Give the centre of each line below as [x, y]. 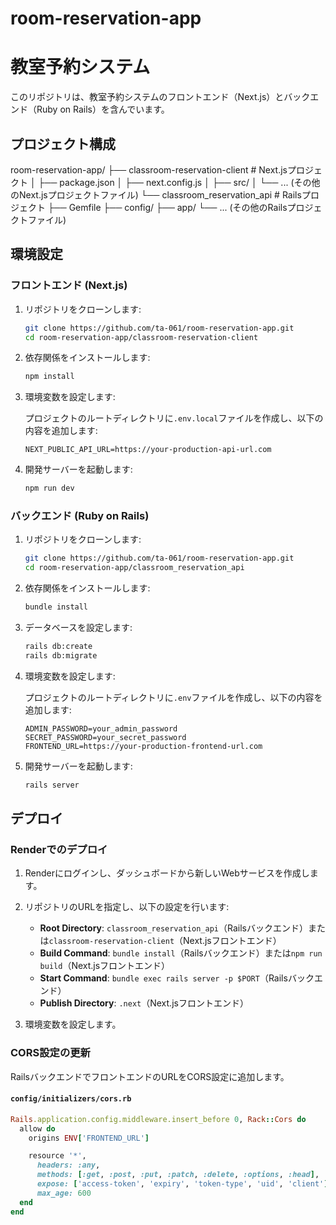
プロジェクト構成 [63, 143]
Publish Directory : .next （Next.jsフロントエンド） [144, 1003]
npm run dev [49, 488]
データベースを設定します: [78, 628]
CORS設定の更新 [50, 1053]
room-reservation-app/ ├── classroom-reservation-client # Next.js [149, 169]
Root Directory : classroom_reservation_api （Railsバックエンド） [173, 928]
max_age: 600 [64, 1193]
